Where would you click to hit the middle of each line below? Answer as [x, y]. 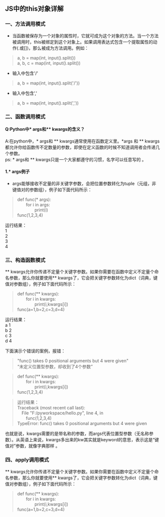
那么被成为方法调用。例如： [61, 48]
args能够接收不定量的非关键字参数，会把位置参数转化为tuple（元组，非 [84, 184]
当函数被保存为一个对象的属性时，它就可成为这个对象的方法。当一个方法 [85, 35]
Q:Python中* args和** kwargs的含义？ [45, 129]
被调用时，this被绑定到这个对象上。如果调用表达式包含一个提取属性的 [82, 42]
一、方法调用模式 [25, 24]
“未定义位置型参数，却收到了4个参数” [55, 367]
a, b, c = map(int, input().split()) [49, 63]
